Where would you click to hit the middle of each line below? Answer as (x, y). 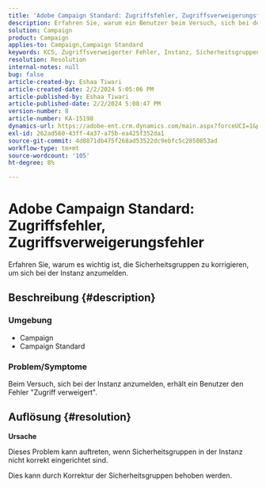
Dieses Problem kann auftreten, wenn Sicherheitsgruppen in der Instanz (125, 452)
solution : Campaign (40, 30)
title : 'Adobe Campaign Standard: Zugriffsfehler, (93, 15)
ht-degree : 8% (32, 163)
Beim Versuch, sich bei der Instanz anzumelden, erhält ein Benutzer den (126, 384)
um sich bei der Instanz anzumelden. (68, 273)
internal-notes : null (44, 67)
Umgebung (30, 320)
